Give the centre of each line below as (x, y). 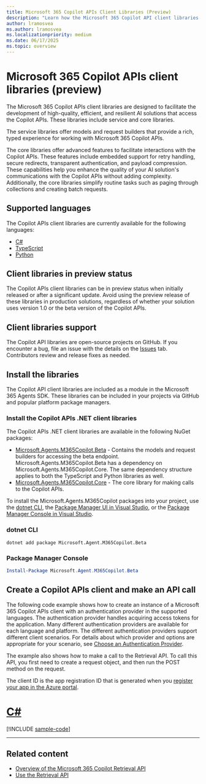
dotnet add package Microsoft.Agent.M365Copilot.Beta (77, 543)
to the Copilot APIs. (40, 489)
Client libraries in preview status (70, 274)
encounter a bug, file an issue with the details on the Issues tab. (87, 349)
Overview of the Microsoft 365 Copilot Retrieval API (80, 769)
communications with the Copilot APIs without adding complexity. (89, 176)
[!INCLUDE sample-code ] (38, 729)
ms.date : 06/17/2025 (33, 40)
